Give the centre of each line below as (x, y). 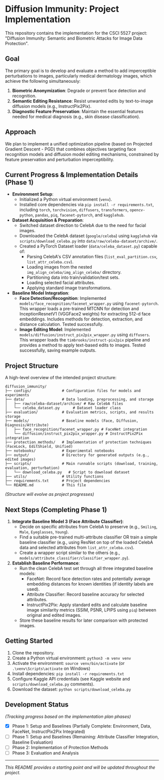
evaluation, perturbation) (32, 468)
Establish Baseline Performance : (46, 563)
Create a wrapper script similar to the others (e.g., (70, 553)
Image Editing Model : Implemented (55, 330)
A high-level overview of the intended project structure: (61, 378)
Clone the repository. (33, 653)
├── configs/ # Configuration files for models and (73, 391)
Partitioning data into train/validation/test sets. (73, 277)
